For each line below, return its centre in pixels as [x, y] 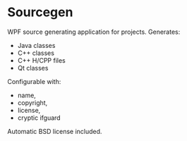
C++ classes [36, 53]
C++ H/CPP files [41, 60]
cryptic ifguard [39, 118]
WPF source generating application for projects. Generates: [94, 32]
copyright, [32, 102]
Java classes [36, 45]
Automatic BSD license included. [55, 131]
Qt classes [33, 68]
